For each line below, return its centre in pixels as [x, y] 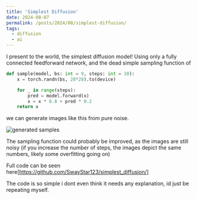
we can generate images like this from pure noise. [68, 118]
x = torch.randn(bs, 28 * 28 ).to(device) [67, 79]
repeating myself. [27, 190]
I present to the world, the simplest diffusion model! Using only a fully [92, 56]
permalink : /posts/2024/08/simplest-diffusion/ [67, 23]
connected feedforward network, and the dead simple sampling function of [98, 63]
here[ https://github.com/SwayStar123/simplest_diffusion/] [78, 172]
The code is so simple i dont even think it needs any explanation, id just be [98, 183]
